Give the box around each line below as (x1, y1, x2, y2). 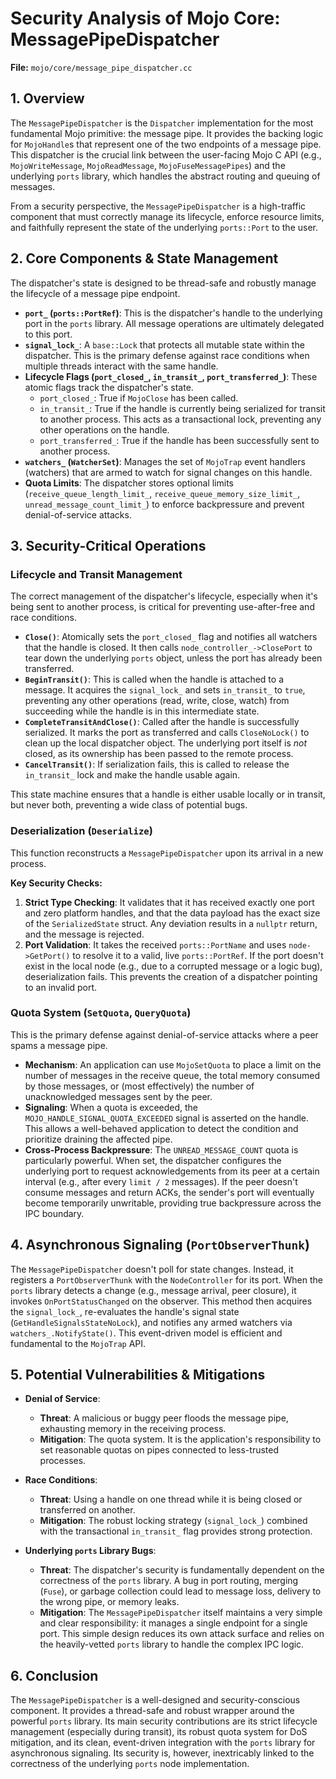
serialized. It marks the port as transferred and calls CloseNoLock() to (24, 727, 310, 739)
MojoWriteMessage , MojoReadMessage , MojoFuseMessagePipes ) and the (10, 159, 286, 171)
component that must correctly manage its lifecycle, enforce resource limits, (10, 210, 325, 222)
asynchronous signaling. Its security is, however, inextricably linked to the (10, 1747, 315, 1759)
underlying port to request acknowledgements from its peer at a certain (24, 1165, 320, 1177)
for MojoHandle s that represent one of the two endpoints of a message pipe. (10, 138, 322, 150)
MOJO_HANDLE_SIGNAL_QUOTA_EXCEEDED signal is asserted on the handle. (24, 1112, 310, 1124)
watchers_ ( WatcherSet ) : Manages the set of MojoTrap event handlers (24, 455, 306, 467)
